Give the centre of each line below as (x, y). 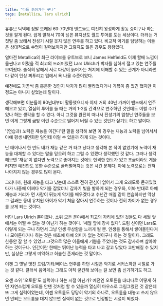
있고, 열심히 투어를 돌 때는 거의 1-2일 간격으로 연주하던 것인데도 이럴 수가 (87, 108)
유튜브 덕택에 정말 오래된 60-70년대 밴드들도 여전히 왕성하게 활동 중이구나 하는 (80, 29)
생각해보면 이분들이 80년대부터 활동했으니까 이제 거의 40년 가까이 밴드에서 (76, 102)
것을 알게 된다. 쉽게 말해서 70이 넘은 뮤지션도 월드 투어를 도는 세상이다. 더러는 (79, 35)
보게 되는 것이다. (26, 206)
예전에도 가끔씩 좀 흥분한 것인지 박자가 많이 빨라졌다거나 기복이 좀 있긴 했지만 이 (81, 86)
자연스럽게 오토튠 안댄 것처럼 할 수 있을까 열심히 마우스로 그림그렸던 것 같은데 (83, 286)
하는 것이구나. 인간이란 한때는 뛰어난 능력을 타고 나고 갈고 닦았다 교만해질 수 (77, 247)
